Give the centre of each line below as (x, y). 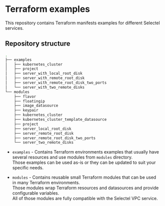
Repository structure (38, 44)
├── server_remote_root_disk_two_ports (55, 138)
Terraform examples (48, 9)
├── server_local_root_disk (43, 129)
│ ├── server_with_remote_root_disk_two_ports (56, 83)
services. (14, 28)
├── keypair (26, 110)
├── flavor (25, 97)
